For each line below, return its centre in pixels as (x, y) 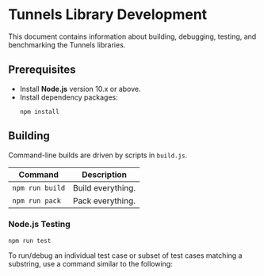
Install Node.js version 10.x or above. (80, 89)
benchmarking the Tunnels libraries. (67, 44)
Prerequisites (42, 70)
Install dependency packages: (69, 97)
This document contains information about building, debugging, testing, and (132, 36)
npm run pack (37, 200)
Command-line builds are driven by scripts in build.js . (98, 155)
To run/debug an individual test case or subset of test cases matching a (125, 255)
